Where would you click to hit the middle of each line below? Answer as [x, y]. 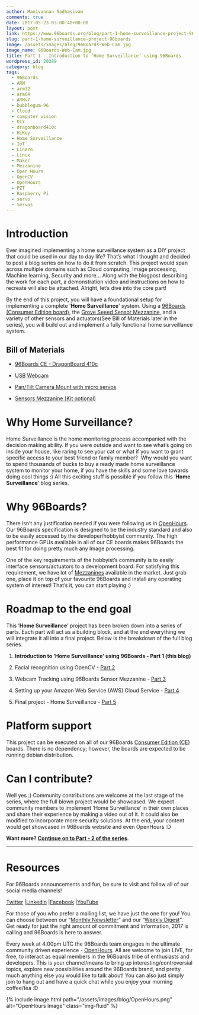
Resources [33, 868]
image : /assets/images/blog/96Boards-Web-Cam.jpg [69, 45]
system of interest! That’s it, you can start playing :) [69, 585]
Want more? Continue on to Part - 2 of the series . [68, 838]
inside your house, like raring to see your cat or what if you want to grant [95, 451]
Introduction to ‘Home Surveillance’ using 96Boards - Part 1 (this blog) [103, 656]
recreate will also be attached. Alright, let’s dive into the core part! [86, 288]
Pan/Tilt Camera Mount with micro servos [65, 387]
